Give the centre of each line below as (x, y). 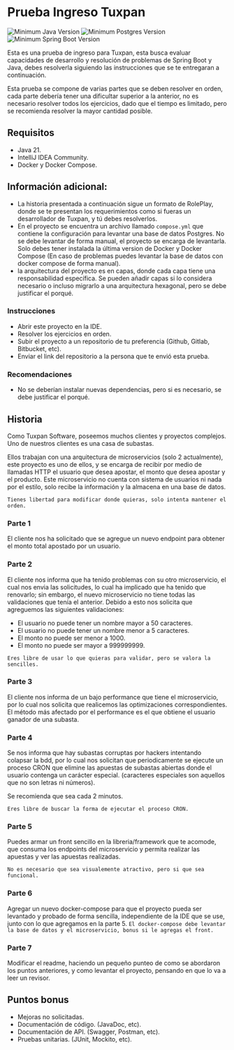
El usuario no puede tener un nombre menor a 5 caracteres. (103, 630)
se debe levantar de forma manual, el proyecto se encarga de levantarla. (122, 241)
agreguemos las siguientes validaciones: (66, 609)
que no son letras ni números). (51, 783)
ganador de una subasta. (43, 719)
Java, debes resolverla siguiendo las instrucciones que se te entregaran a (114, 67)
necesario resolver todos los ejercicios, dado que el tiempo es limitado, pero (117, 103)
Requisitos (31, 133)
